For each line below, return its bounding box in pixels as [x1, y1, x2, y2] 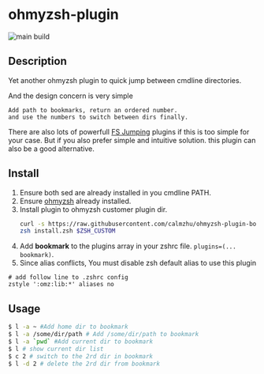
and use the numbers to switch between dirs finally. [8, 113, 189, 121]
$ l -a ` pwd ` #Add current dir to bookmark [8, 338, 154, 346]
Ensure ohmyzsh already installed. [19, 196, 132, 206]
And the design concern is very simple [8, 91, 134, 100]
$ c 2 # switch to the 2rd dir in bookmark [8, 352, 154, 361]
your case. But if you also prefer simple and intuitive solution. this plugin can [8, 135, 256, 145]
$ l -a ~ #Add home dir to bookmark [8, 323, 128, 331]
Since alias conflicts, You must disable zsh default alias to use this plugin [19, 259, 257, 268]
